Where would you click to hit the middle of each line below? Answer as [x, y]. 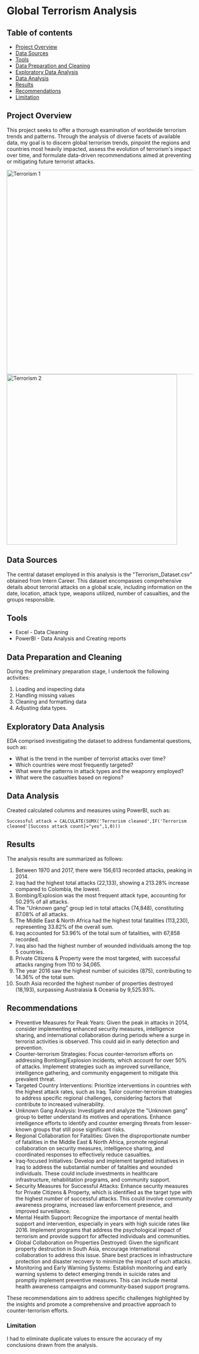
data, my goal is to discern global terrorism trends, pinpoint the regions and [99, 143]
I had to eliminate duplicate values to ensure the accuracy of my [85, 1339]
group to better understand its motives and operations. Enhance [93, 1117]
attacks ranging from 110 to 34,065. [58, 964]
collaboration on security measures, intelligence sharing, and [89, 1148]
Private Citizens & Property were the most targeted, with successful [98, 958]
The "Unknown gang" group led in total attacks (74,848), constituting [99, 908]
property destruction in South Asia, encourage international [87, 1249]
